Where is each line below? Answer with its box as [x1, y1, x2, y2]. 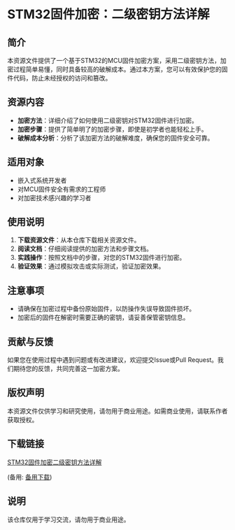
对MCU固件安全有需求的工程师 [17, 185, 106, 193]
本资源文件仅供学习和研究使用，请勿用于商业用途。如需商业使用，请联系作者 [7, 407, 228, 415]
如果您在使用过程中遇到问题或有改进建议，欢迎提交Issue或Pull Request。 [7, 356, 218, 364]
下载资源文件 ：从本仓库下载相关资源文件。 [17, 236, 141, 244]
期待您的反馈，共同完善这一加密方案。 [13, 365, 124, 373]
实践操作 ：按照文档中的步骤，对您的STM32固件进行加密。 [17, 253, 186, 262]
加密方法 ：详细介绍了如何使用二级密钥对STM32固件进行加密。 [17, 116, 198, 125]
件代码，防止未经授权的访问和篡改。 [7, 74, 112, 82]
